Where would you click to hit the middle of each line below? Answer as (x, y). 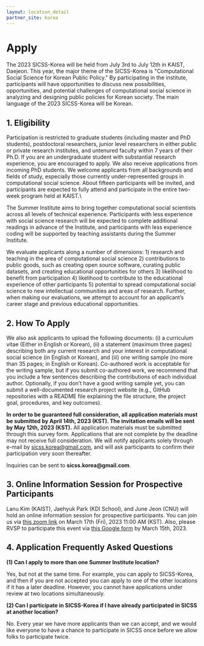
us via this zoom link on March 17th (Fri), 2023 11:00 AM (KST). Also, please (101, 521)
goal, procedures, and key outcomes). (54, 403)
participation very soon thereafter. (49, 454)
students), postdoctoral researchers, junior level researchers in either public (101, 144)
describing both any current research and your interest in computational (97, 351)
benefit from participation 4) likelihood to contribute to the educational (95, 278)
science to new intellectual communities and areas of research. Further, (96, 291)
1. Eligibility (28, 123)
